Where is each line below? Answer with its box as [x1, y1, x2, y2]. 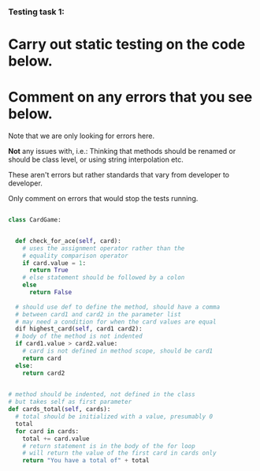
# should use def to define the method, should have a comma [15, 303, 221, 311]
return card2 [22, 369, 65, 377]
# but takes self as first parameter [8, 398, 132, 406]
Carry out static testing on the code [8, 36, 246, 54]
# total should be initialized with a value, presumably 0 [15, 413, 214, 421]
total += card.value [22, 435, 90, 443]
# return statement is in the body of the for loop [22, 442, 195, 450]
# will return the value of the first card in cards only [22, 449, 217, 458]
